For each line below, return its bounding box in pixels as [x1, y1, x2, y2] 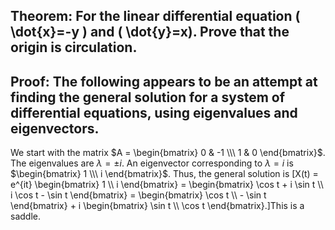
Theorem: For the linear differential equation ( [10, 8, 301, 25]
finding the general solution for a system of [10, 89, 286, 106]
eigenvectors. [10, 120, 100, 137]
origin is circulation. [10, 39, 138, 56]
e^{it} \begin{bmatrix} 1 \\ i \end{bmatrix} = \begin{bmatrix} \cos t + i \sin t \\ [10, 179, 324, 191]
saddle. [10, 210, 41, 223]
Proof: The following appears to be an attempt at [10, 73, 318, 90]
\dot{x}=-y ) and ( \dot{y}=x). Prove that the [10, 24, 290, 41]
